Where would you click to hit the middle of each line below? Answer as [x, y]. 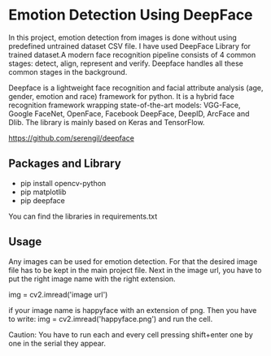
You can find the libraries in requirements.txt [83, 216]
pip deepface [42, 200]
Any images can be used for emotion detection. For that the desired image [133, 261]
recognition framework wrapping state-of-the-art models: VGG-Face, [125, 105]
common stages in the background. [68, 72]
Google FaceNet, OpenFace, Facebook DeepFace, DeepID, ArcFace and [129, 113]
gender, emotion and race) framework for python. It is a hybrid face [121, 96]
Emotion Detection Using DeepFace [131, 15]
